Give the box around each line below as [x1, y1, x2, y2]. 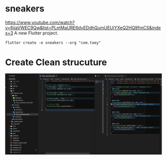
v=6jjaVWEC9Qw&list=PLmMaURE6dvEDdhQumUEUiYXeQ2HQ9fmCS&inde [5, 24, 161, 30]
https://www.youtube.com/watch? [5, 19, 75, 25]
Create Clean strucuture [5, 57, 107, 68]
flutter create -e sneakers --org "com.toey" [5, 40, 101, 45]
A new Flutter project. [14, 30, 59, 36]
